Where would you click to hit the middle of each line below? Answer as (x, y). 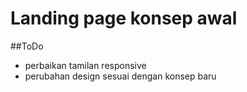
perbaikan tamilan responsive (85, 65)
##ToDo (27, 46)
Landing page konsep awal (124, 18)
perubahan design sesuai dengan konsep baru (120, 76)
